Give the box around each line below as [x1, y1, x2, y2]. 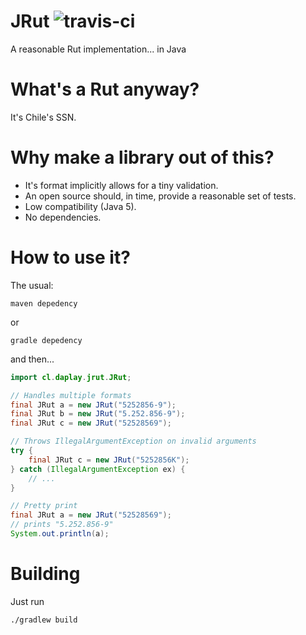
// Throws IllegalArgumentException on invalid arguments [10, 436, 257, 447]
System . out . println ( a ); [10, 529, 110, 539]
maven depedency [10, 298, 78, 309]
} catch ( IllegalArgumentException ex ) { [10, 464, 186, 474]
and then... [10, 353, 55, 365]
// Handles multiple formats [10, 390, 132, 400]
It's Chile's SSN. [10, 111, 77, 123]
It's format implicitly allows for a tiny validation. [24, 179, 219, 191]
